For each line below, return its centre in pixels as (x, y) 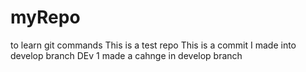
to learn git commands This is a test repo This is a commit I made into (153, 45)
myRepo (45, 17)
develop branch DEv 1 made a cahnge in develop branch (126, 55)
